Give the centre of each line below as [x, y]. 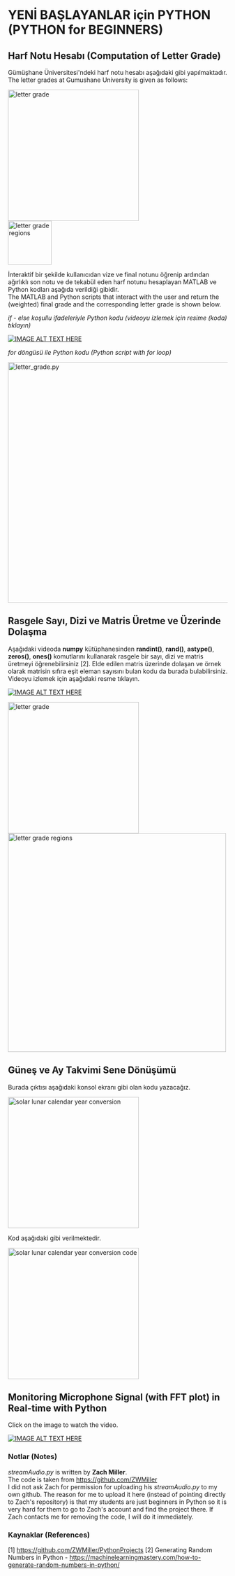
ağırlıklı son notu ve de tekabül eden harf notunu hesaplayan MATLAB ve [112, 282]
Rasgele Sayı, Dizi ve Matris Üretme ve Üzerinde [115, 621]
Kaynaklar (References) [49, 1535]
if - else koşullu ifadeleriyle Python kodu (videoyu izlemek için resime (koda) [117, 318]
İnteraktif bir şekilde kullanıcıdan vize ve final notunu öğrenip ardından [109, 274]
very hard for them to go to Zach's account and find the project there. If [111, 1509]
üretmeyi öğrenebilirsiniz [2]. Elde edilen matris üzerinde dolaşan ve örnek [115, 663]
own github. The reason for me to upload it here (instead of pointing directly [117, 1494]
